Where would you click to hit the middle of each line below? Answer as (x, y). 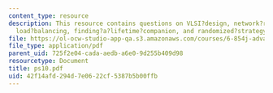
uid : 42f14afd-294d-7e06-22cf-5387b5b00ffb (83, 76)
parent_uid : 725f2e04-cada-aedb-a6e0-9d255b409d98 (96, 53)
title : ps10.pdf (36, 69)
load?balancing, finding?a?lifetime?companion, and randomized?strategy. (143, 31)
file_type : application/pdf (56, 46)
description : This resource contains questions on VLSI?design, (119, 23)
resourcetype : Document (49, 61)
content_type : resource (49, 16)
